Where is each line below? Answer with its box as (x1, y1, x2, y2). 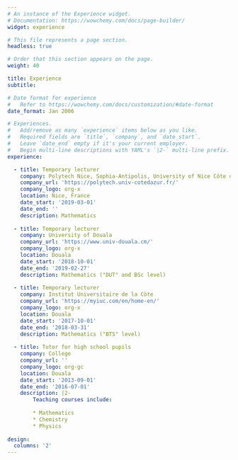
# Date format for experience (7, 94, 97, 101)
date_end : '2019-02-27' (20, 265, 91, 272)
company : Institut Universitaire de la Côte (20, 291, 154, 298)
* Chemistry (33, 415, 69, 423)
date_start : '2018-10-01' (20, 258, 97, 265)
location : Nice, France (20, 192, 91, 200)
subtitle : (7, 81, 37, 88)
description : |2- (20, 390, 72, 397)
